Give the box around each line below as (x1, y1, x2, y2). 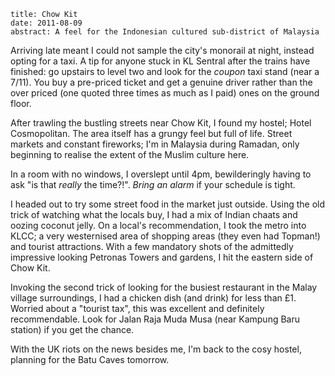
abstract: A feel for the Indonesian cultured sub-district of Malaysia (10, 27, 320, 37)
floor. (10, 98, 32, 109)
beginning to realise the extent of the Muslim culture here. (10, 149, 250, 160)
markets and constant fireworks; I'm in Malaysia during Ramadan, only (10, 138, 300, 150)
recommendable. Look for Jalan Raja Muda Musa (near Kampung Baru (10, 313, 300, 325)
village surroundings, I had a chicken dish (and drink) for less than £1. (10, 292, 297, 304)
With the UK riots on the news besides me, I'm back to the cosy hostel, (10, 343, 302, 355)
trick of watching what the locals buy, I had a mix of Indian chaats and (10, 209, 298, 220)
